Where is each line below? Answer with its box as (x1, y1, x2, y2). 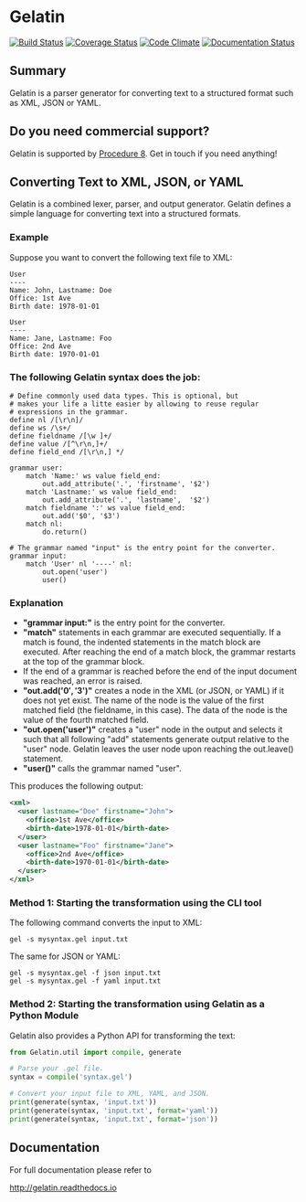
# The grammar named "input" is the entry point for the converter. (9, 543, 276, 552)
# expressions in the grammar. (9, 407, 129, 417)
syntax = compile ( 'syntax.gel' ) (9, 1072, 132, 1082)
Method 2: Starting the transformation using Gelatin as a (9, 998, 265, 1011)
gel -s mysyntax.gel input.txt (9, 935, 129, 944)
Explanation (9, 596, 64, 609)
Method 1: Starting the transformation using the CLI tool (9, 896, 262, 909)
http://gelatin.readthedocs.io (9, 1182, 117, 1193)
